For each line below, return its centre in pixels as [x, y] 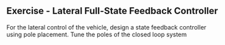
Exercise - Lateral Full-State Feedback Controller [112, 11]
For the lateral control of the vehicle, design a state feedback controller [106, 27]
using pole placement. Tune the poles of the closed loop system [97, 34]
